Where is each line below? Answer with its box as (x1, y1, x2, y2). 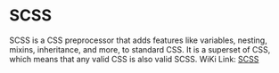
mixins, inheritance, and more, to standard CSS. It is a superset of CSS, (9, 44, 271, 54)
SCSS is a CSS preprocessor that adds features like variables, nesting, (9, 35, 267, 45)
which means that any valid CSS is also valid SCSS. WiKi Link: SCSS (9, 53, 259, 64)
